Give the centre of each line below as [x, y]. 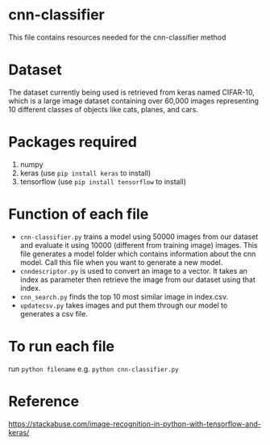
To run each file [62, 346]
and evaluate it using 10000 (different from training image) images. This [139, 245]
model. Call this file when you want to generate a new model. [121, 262]
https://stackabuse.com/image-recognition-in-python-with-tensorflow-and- [135, 424]
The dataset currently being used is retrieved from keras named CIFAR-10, [132, 92]
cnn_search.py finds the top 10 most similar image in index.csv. [124, 296]
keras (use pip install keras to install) [85, 173]
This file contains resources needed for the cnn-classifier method [117, 37]
